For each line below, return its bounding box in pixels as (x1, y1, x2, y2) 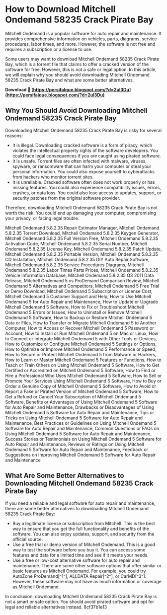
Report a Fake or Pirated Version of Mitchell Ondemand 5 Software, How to (5, 388, 159, 394)
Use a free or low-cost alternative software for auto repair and (12, 557, 140, 563)
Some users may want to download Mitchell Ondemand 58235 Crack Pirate (5, 56, 160, 62)
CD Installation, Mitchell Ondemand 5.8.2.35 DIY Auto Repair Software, (5, 256, 150, 262)
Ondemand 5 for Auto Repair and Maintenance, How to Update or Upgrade (5, 299, 158, 305)
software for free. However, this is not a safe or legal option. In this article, (5, 66, 157, 73)
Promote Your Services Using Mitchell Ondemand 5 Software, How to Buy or (5, 378, 162, 384)
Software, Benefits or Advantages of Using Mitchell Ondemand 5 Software (5, 399, 158, 405)
